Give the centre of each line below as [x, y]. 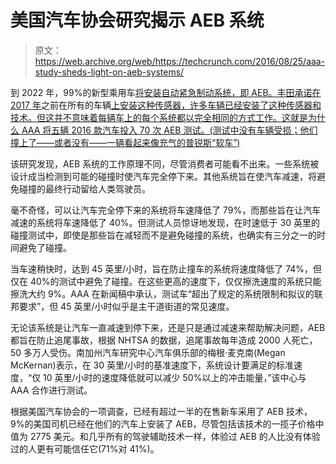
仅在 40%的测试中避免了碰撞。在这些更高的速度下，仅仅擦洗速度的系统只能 [166, 281]
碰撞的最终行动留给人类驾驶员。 [84, 188]
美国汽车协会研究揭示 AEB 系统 [137, 20]
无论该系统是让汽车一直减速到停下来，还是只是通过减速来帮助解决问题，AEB [168, 327]
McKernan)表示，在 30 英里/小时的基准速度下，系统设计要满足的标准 [152, 365]
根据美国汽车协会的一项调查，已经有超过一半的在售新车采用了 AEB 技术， [161, 411]
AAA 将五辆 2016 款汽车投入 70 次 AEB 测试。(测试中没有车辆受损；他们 [169, 130]
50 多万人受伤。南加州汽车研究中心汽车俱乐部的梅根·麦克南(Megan [148, 352]
